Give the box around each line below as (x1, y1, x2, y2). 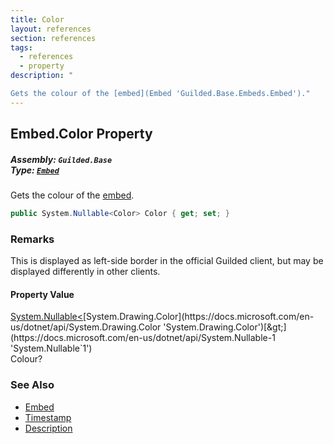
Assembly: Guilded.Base (10, 153, 113, 165)
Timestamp (24, 411, 72, 423)
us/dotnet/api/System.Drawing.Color (10, 321, 162, 333)
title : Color (10, 14, 65, 25)
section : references (10, 33, 97, 43)
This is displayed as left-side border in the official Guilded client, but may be (10, 255, 324, 267)
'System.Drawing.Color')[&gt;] (163, 321, 287, 333)
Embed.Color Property (10, 126, 153, 143)
